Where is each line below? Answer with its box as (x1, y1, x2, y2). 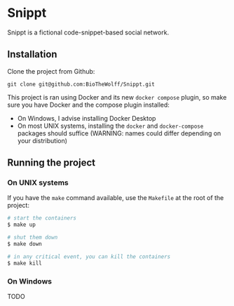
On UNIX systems (7, 178, 69, 187)
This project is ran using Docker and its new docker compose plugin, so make (7, 93, 227, 101)
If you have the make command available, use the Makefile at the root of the (7, 194, 224, 202)
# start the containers (7, 215, 77, 222)
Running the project (7, 157, 96, 169)
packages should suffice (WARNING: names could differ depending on (17, 128, 221, 138)
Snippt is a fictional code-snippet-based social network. (7, 28, 170, 36)
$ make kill (7, 260, 42, 267)
